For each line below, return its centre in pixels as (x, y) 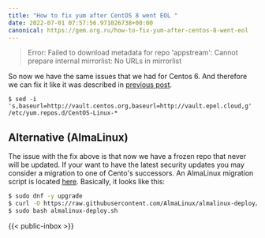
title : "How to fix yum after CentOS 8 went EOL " (93, 15)
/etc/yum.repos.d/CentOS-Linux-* (63, 113)
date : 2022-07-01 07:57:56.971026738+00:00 (81, 23)
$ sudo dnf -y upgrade (45, 196)
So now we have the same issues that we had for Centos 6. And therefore (128, 77)
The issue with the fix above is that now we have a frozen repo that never (127, 157)
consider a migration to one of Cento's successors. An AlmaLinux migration (131, 173)
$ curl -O (24, 204)
